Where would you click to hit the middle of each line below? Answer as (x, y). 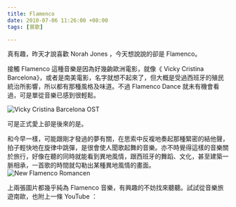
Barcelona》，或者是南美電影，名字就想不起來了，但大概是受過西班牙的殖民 (116, 77)
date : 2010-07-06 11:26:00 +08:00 (58, 20)
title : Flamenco (31, 14)
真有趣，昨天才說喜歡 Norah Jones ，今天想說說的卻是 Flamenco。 (104, 54)
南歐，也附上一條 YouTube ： (55, 196)
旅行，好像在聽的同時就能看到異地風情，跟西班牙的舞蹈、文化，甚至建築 (118, 156)
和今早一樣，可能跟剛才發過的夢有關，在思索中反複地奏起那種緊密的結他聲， (118, 139)
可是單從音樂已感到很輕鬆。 (59, 95)
